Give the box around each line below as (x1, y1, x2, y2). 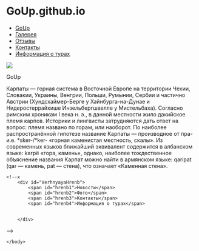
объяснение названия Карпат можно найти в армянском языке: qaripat (6, 156, 192, 163)
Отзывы (15, 37, 36, 44)
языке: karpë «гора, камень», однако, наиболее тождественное (6, 149, 172, 156)
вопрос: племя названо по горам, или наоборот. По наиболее (6, 123, 167, 131)
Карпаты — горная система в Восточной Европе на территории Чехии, (6, 85, 191, 92)
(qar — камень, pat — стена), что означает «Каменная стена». (6, 162, 168, 169)
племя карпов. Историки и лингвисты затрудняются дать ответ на (6, 117, 179, 124)
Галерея (15, 30, 37, 38)
